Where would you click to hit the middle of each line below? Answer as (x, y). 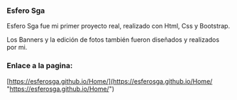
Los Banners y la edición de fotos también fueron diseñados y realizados (113, 40)
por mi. (17, 48)
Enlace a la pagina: (40, 66)
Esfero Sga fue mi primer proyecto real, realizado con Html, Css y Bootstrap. (118, 26)
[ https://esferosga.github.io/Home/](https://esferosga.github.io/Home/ (110, 81)
